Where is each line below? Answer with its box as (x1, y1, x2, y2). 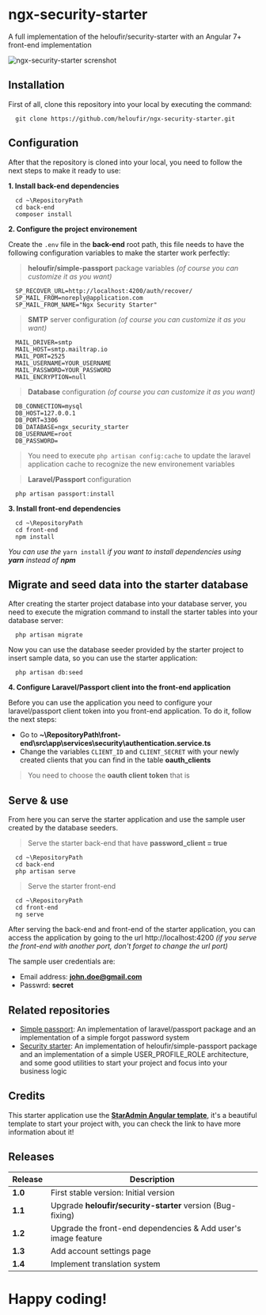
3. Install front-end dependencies (8, 504, 121, 513)
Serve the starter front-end (27, 881, 116, 891)
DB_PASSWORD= (15, 437, 59, 445)
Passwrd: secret (19, 980, 74, 990)
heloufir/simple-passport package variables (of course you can (27, 263, 239, 272)
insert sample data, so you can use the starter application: (8, 653, 198, 663)
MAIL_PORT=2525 (15, 352, 66, 360)
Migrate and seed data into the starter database (8, 578, 249, 591)
